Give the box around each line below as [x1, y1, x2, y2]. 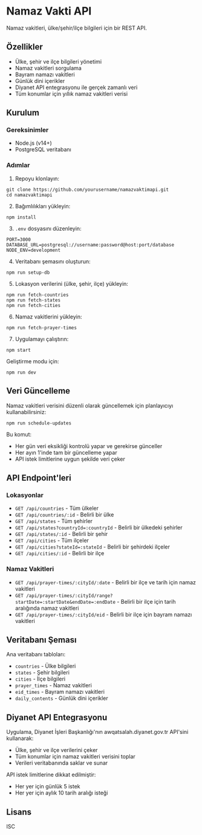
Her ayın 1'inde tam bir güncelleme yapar [15, 449, 117, 456]
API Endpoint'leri [6, 472, 71, 483]
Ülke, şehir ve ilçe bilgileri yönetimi [15, 58, 102, 65]
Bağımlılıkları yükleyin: [15, 202, 71, 210]
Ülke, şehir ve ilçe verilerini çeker [15, 747, 98, 754]
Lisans [6, 807, 32, 817]
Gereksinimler [6, 126, 49, 134]
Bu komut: [6, 431, 32, 438]
